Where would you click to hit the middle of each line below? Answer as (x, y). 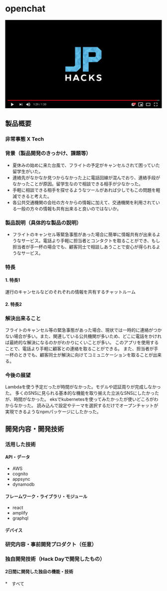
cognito (20, 474)
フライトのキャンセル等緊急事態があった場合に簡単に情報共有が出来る (84, 234)
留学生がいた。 (28, 171)
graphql (20, 518)
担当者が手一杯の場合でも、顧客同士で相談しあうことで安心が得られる (84, 247)
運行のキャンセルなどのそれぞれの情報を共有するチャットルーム (70, 292)
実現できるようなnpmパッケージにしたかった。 (53, 412)
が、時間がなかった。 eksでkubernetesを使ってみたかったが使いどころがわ (82, 399)
